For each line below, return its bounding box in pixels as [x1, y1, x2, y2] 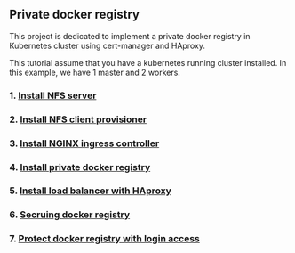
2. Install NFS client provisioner [9, 113, 147, 126]
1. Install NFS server [9, 89, 97, 102]
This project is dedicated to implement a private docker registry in [9, 30, 251, 41]
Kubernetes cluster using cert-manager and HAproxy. [9, 40, 206, 51]
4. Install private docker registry [9, 160, 151, 173]
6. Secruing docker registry [9, 208, 131, 221]
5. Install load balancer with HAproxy [9, 184, 171, 197]
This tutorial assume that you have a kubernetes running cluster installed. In [9, 57, 287, 68]
